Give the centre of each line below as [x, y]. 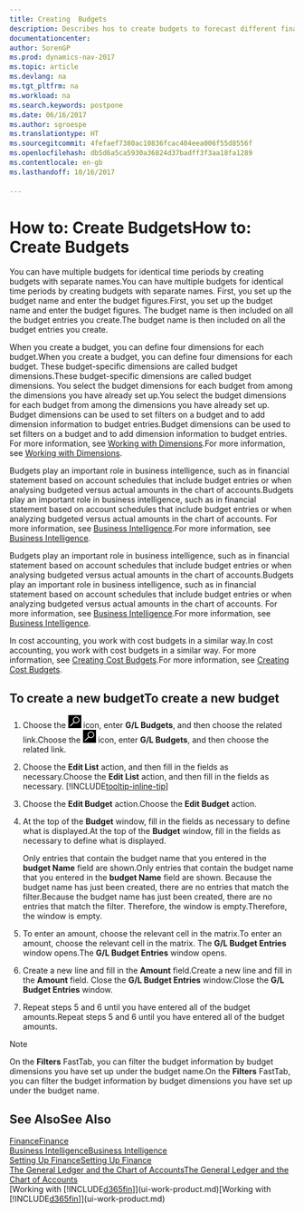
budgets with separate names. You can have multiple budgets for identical [147, 282]
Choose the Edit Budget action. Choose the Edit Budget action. [139, 804]
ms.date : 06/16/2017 [48, 115]
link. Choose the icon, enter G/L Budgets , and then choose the [146, 740]
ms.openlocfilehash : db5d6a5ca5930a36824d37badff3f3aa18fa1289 [131, 153]
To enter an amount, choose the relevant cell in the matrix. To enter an [152, 934]
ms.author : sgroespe [48, 124]
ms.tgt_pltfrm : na [44, 86]
